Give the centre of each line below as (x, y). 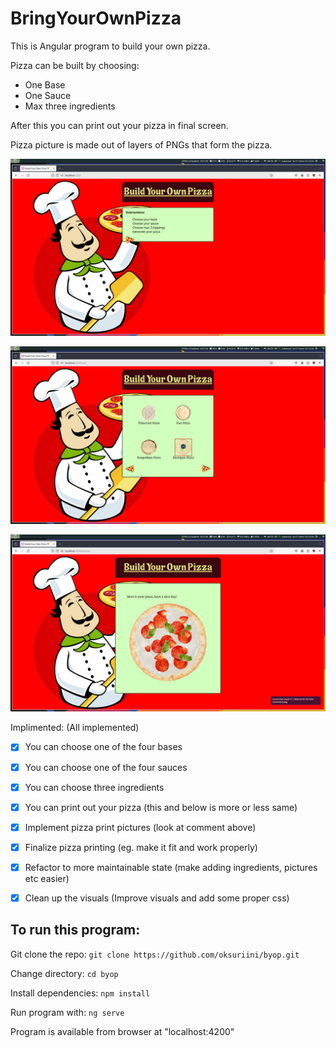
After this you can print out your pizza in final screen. (119, 125)
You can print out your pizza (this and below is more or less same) (161, 807)
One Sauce (48, 95)
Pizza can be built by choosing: (75, 65)
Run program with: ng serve (67, 1012)
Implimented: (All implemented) (75, 728)
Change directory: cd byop (64, 973)
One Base (45, 84)
